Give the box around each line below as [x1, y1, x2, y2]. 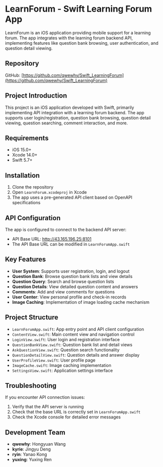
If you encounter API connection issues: [5, 395, 85, 400]
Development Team [5, 428, 66, 436]
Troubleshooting [5, 381, 57, 390]
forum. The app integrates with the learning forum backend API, [5, 35, 133, 41]
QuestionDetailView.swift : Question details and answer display [12, 352, 140, 358]
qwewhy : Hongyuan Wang [12, 441, 66, 447]
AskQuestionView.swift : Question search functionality [12, 346, 120, 353]
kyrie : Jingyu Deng [12, 446, 51, 452]
